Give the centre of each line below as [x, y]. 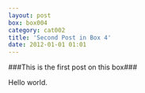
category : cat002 [37, 30]
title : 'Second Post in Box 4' [60, 37]
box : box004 [28, 23]
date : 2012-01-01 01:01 [48, 45]
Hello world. [28, 83]
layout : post [30, 15]
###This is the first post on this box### [73, 67]
